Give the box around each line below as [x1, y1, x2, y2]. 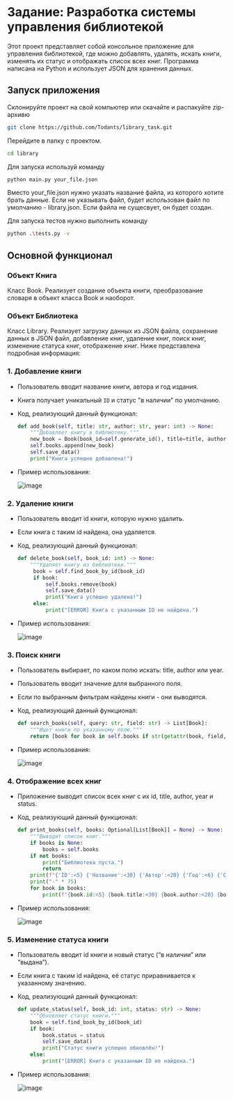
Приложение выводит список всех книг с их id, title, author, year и [17, 792, 214, 801]
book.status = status [42, 1031, 106, 1038]
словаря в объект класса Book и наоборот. [7, 293, 136, 302]
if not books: [30, 852, 71, 859]
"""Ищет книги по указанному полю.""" [30, 726, 143, 733]
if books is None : [30, 839, 83, 846]
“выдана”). [17, 958, 49, 967]
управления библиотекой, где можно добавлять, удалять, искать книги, [7, 49, 222, 58]
